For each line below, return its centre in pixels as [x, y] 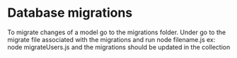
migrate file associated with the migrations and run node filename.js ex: [111, 39]
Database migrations [70, 13]
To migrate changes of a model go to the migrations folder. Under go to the [117, 32]
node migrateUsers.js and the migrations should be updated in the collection [119, 47]
